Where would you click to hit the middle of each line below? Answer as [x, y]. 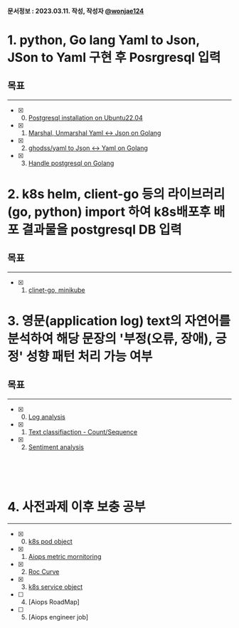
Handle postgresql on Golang [71, 163]
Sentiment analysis [56, 447]
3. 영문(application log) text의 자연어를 [119, 321]
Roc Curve [44, 571]
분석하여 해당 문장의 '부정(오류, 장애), [110, 339]
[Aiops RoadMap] [54, 602]
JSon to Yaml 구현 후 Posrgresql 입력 [114, 57]
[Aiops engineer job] [58, 617]
